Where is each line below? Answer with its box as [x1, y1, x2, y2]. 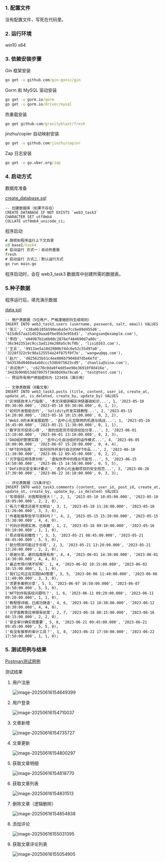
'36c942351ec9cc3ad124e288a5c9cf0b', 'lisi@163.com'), [5, 341, 121, 346]
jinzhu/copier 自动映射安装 [5, 131, 59, 137]
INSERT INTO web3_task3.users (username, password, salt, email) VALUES [5, 322, 159, 326]
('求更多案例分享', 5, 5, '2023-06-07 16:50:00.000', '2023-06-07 [5, 581, 140, 586]
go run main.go [5, 261, 37, 266]
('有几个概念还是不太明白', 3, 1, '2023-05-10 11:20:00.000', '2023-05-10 [5, 504, 155, 509]
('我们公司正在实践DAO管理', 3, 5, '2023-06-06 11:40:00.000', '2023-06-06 [5, 571, 158, 576]
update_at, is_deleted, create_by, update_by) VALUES [5, 393, 119, 399]
